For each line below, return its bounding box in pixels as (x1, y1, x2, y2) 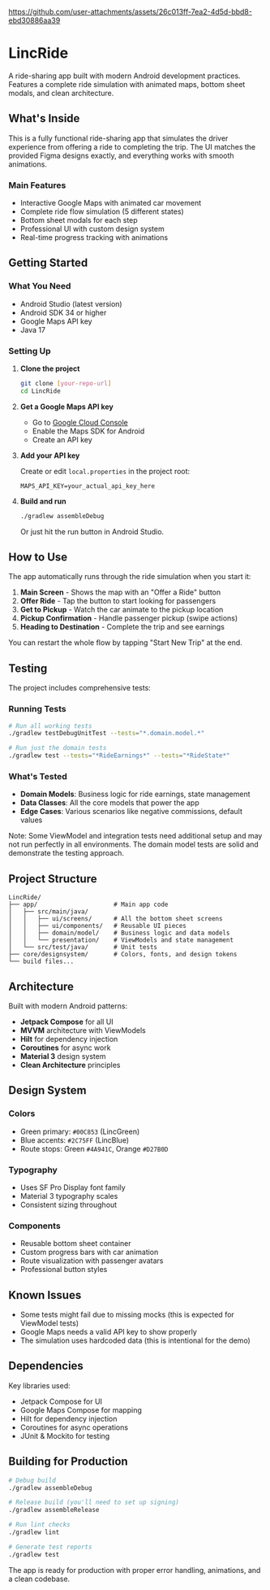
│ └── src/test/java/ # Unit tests (8, 943, 158, 952)
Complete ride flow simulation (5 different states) (19, 207, 184, 216)
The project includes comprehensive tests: (8, 683, 152, 693)
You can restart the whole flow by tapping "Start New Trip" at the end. (8, 638, 243, 647)
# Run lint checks (8, 1521, 71, 1529)
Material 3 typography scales (19, 1191, 118, 1200)
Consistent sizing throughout (19, 1200, 118, 1209)
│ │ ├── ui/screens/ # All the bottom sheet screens (8, 915, 223, 923)
